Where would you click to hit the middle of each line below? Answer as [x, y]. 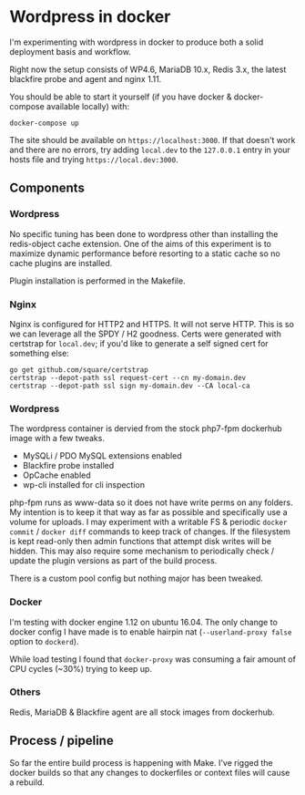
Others [25, 692]
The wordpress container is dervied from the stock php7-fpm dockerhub [146, 428]
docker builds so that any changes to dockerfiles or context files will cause [150, 772]
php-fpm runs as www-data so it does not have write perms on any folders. [151, 502]
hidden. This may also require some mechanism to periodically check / [142, 551]
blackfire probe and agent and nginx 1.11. [86, 78]
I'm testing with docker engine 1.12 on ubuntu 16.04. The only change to [143, 622]
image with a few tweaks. [57, 439]
